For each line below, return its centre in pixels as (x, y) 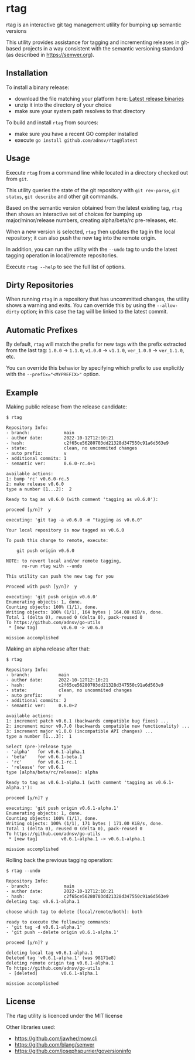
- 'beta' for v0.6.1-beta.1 (44, 757)
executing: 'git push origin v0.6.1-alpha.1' (62, 808)
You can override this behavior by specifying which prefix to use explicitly (95, 368)
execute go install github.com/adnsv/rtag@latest (76, 140)
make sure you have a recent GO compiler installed (76, 134)
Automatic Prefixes (42, 330)
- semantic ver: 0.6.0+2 (42, 705)
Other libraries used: (31, 1027)
